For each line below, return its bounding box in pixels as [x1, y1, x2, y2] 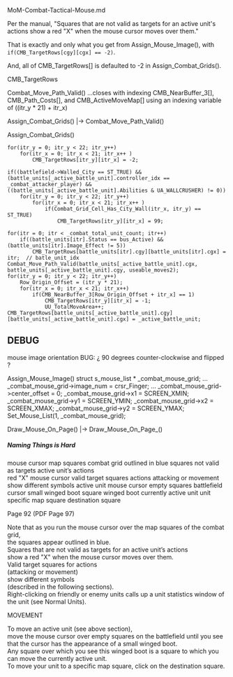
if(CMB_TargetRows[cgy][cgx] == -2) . [7, 48, 116, 56]
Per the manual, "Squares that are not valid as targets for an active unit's [7, 20, 216, 27]
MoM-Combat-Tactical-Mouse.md [7, 6, 106, 14]
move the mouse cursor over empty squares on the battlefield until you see [7, 631, 223, 640]
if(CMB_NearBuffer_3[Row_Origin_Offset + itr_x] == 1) [32, 291, 195, 298]
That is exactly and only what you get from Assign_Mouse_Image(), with [7, 41, 215, 48]
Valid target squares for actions [7, 560, 98, 568]
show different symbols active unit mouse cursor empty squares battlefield [7, 481, 223, 489]
